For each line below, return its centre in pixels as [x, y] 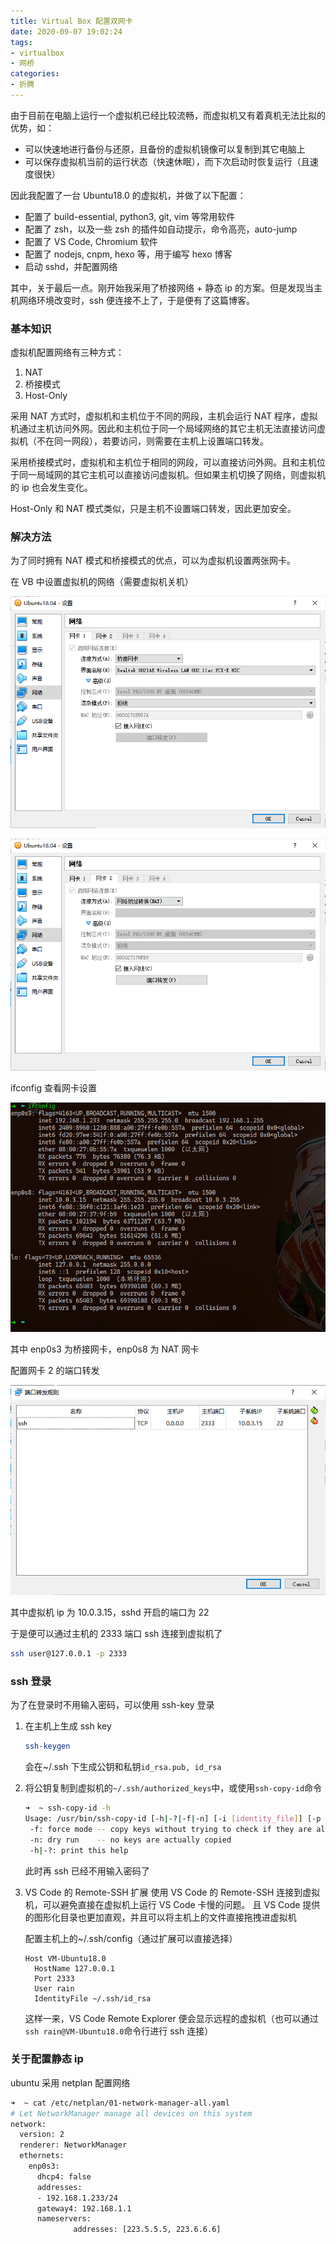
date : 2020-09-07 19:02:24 [66, 31]
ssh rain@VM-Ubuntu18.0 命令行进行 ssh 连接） [119, 2031]
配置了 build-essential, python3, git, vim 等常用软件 [130, 216]
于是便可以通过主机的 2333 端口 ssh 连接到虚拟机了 [116, 1634]
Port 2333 [54, 1978]
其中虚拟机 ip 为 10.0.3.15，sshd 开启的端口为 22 [110, 1612]
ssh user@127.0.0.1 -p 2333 [69, 1654]
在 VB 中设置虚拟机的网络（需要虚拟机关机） [102, 582]
